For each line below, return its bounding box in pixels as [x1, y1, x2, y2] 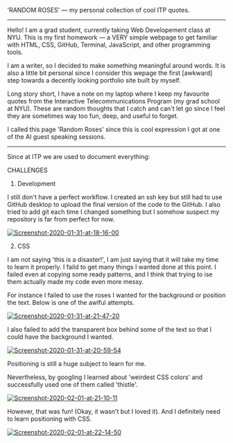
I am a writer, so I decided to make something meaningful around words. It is [7, 62, 226, 69]
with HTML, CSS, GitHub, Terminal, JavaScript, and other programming [7, 41, 211, 49]
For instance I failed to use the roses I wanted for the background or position [7, 291, 226, 299]
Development [17, 180, 56, 187]
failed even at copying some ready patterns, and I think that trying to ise [7, 270, 213, 278]
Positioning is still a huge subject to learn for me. [7, 360, 146, 367]
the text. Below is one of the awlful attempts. [7, 299, 135, 306]
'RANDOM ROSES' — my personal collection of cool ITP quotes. [7, 6, 190, 14]
